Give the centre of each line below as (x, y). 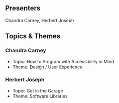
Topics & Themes (33, 36)
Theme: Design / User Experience (47, 67)
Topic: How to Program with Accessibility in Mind (63, 61)
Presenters (23, 8)
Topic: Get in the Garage (38, 90)
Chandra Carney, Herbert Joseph (40, 20)
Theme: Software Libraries (40, 96)
